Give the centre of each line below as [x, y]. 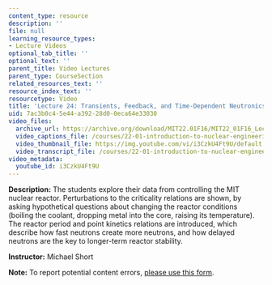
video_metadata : [36, 159]
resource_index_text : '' [50, 91]
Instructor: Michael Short [51, 257]
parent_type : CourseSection [56, 76]
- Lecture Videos [38, 46]
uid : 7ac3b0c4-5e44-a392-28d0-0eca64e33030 [83, 114]
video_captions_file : [52, 136]
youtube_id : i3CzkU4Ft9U [57, 167]
